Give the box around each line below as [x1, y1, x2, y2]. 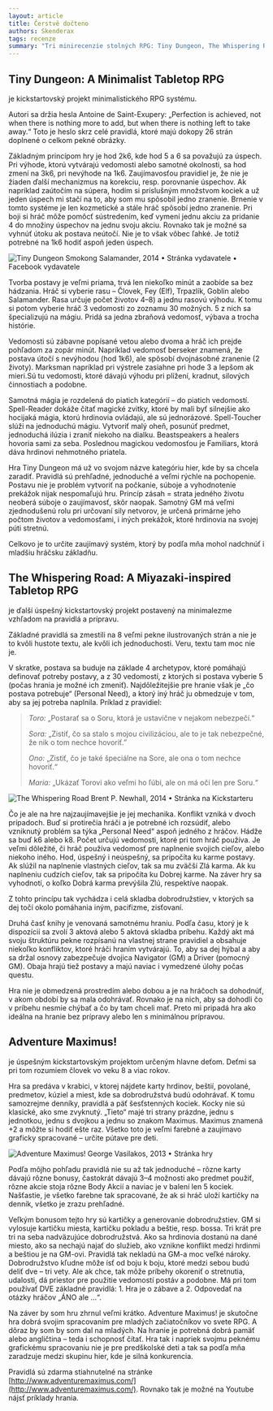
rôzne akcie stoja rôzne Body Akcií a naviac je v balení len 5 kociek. [8, 1181, 234, 1191]
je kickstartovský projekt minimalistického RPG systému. [8, 93, 197, 103]
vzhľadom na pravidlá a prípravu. [8, 614, 119, 624]
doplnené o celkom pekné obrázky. [8, 135, 127, 145]
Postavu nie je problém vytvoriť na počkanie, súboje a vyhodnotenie [8, 480, 236, 490]
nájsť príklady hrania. [8, 1392, 79, 1402]
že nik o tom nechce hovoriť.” [28, 737, 128, 747]
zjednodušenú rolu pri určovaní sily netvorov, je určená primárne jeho [8, 505, 241, 516]
